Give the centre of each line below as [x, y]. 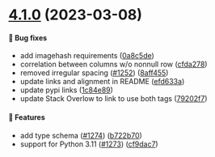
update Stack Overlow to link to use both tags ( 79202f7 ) [114, 99]
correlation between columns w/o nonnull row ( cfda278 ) [114, 64]
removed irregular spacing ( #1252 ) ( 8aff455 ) [94, 73]
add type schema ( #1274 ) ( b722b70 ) [81, 135]
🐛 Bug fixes [28, 37]
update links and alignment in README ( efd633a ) [102, 82]
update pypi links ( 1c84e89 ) [66, 90]
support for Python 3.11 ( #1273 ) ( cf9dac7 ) [89, 144]
